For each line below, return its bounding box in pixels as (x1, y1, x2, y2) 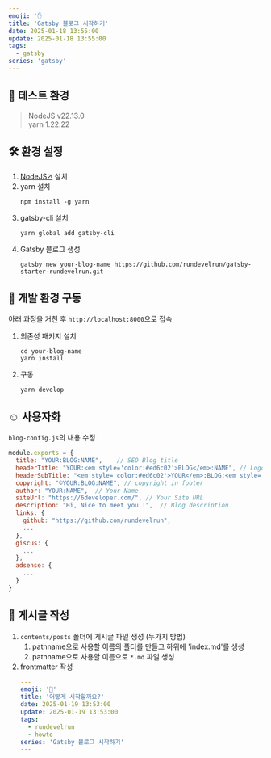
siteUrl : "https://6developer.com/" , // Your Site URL (15, 494, 204, 502)
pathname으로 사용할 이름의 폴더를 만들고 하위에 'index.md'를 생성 (31, 642, 244, 651)
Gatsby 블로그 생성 (19, 244, 81, 254)
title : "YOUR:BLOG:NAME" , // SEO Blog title (15, 457, 179, 465)
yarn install (19, 355, 65, 363)
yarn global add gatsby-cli (19, 229, 115, 237)
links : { (15, 509, 45, 517)
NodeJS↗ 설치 (19, 171, 69, 181)
